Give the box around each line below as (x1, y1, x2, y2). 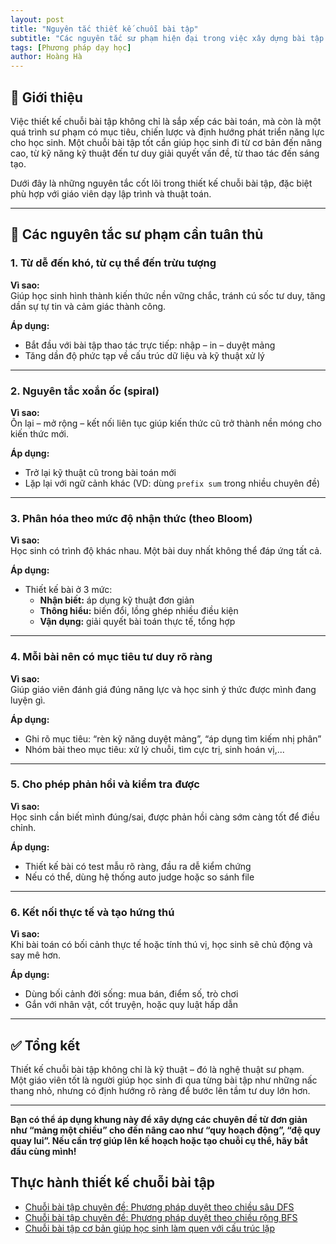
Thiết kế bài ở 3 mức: (24, 584, 113, 596)
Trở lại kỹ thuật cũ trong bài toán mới (24, 466, 177, 478)
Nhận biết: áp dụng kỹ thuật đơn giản (39, 594, 195, 606)
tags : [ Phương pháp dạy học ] (10, 42, 132, 53)
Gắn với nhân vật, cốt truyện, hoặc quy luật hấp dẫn (24, 999, 239, 1011)
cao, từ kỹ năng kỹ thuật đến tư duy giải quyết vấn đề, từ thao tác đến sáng (10, 147, 320, 159)
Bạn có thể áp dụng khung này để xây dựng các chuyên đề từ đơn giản (10, 1113, 308, 1125)
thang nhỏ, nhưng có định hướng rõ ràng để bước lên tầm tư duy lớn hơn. (10, 1084, 311, 1096)
